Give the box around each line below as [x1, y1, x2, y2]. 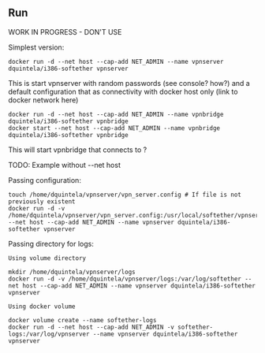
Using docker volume [8, 303, 77, 310]
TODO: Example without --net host [8, 160, 121, 169]
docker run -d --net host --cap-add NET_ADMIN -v [8, 323, 175, 331]
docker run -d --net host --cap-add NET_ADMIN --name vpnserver [8, 58, 224, 65]
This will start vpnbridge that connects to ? [8, 145, 147, 154]
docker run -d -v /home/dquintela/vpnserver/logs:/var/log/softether [8, 275, 242, 283]
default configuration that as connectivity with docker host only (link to [8, 87, 238, 96]
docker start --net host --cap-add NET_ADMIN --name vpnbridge [8, 124, 221, 132]
